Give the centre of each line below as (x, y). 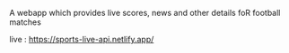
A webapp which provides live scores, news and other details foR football (145, 13)
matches (26, 22)
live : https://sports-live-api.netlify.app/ (82, 39)
